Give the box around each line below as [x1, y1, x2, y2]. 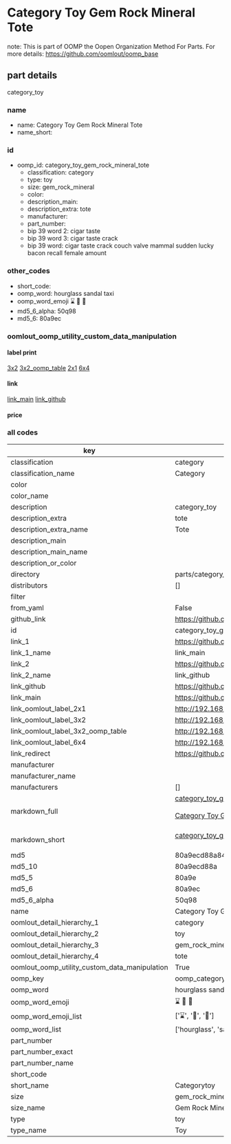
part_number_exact [10, 1047, 74, 1056]
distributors [10, 581, 48, 590]
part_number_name [10, 1058, 74, 1067]
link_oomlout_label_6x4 [10, 737, 87, 747]
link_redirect [10, 748, 51, 758]
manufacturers [10, 782, 58, 792]
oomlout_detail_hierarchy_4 [10, 951, 99, 961]
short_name [10, 1081, 49, 1090]
